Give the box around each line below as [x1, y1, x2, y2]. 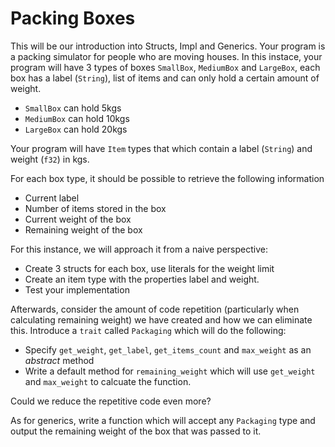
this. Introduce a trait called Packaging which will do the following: [10, 324, 287, 336]
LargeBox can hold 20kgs [24, 123, 128, 135]
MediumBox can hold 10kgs [24, 112, 130, 124]
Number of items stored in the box [24, 202, 167, 214]
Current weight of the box [24, 213, 132, 225]
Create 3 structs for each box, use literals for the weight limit [24, 262, 275, 274]
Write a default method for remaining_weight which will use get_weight [24, 365, 316, 377]
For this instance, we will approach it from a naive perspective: [10, 243, 269, 255]
